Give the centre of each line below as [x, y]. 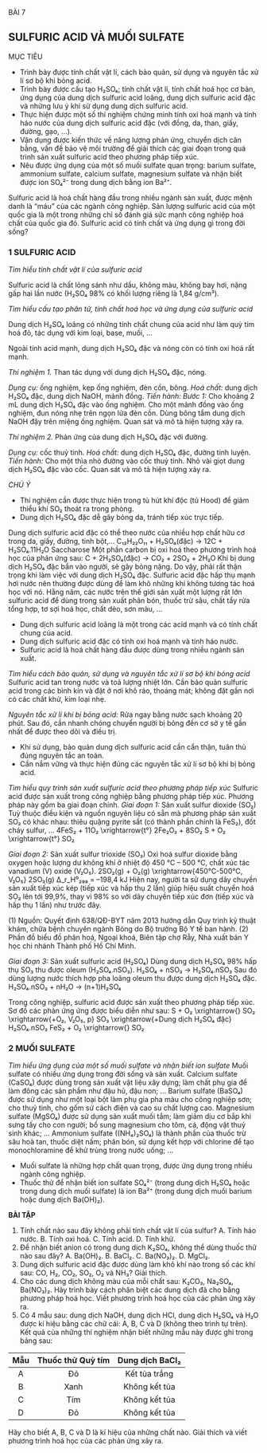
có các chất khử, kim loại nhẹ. [57, 699]
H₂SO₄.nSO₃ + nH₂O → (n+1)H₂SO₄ [65, 987]
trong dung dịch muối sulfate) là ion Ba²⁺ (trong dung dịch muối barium [136, 1191]
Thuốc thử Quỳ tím [74, 1360]
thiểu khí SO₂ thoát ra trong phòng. [77, 509]
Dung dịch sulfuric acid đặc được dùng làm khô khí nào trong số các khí [137, 1265]
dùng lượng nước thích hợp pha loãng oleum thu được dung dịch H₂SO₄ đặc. [133, 979]
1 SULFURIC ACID [42, 252]
